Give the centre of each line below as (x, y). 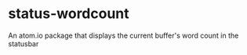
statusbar (24, 43)
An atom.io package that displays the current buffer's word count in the (123, 35)
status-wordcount (69, 14)
